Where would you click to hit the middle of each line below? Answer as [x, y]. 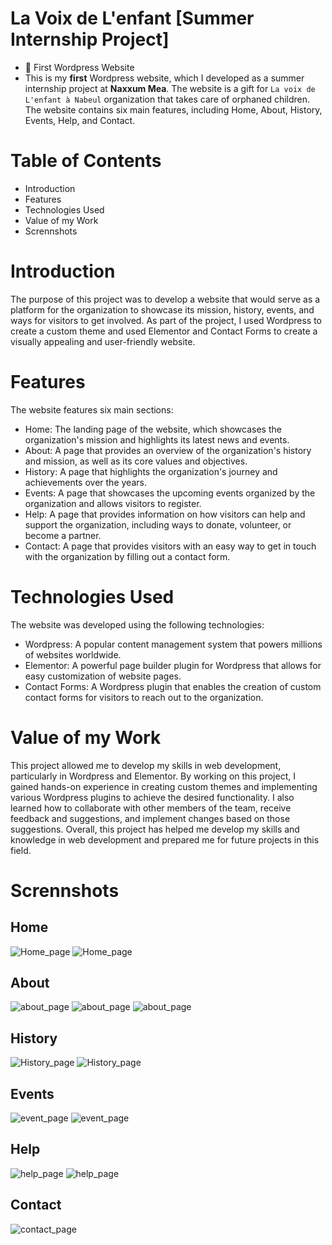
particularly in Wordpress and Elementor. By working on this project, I [153, 776]
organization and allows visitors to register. [113, 503]
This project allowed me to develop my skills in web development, [146, 765]
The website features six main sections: [92, 409]
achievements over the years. [85, 482]
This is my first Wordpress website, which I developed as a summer [164, 78]
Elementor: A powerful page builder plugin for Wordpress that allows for [173, 665]
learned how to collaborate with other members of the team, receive [151, 808]
